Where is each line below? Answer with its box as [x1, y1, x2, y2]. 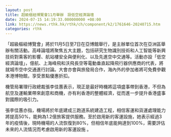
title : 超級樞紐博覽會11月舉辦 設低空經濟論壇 [5, 12, 94, 17]
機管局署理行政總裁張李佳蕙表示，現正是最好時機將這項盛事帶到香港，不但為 [5, 84, 166, 90]
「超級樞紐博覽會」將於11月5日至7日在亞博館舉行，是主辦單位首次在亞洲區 [5, 41, 161, 47]
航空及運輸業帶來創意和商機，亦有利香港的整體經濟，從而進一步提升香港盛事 [5, 90, 166, 96]
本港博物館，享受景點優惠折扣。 [5, 73, 72, 79]
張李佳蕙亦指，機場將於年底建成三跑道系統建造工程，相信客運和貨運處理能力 [5, 107, 166, 114]
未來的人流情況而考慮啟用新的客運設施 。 [5, 126, 92, 132]
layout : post [5, 7, 33, 13]
